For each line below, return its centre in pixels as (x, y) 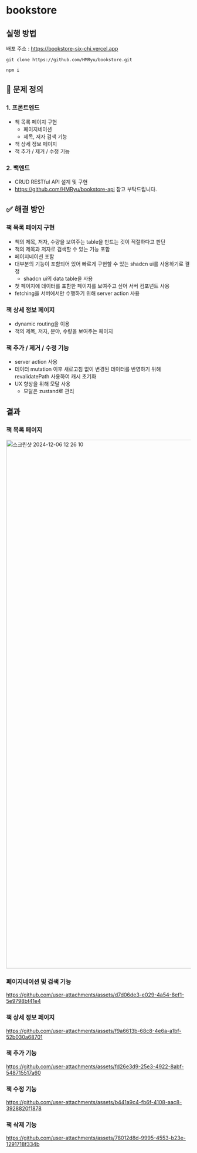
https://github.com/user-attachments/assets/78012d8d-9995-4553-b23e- (96, 1138)
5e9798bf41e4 (23, 1001)
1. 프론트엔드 (23, 108)
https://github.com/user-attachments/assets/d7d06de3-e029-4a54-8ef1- (95, 995)
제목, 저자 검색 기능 (45, 137)
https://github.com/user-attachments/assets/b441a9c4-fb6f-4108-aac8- (94, 1102)
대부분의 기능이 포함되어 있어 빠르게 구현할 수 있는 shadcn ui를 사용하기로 (99, 264)
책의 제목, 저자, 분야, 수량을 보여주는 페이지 (64, 331)
